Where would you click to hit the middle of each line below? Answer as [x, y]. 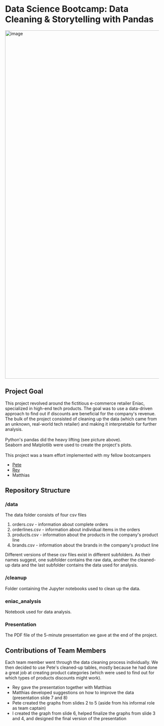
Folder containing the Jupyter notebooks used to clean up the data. [73, 589]
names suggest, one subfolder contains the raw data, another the [71, 560]
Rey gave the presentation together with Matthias [61, 687]
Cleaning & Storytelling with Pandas [79, 19]
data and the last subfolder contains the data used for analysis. [75, 565]
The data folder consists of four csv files [46, 515]
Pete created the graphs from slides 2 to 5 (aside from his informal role [83, 703]
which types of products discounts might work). [53, 678]
